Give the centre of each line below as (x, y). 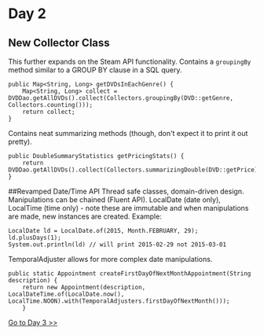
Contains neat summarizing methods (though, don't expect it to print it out (128, 133)
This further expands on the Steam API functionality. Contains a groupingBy (130, 61)
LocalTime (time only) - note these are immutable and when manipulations (128, 208)
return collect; (49, 112)
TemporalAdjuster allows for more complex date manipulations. (110, 259)
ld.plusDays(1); (35, 237)
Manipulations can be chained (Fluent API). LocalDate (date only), (115, 200)
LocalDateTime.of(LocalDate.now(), (66, 294)
